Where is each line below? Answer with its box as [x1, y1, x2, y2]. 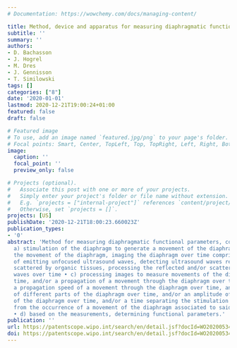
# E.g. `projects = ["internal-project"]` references [7, 199, 175, 206]
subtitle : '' [7, 30, 46, 37]
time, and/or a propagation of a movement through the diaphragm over [13, 278, 226, 285]
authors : [7, 43, 33, 50]
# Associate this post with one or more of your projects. [7, 186, 191, 193]
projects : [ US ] [7, 212, 52, 219]
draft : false [7, 115, 46, 122]
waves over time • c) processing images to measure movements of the [13, 271, 222, 278]
